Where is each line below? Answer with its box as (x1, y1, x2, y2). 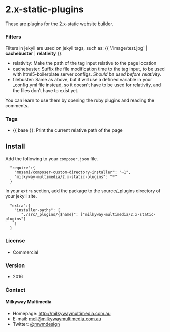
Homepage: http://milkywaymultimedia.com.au (12, 311, 111, 317)
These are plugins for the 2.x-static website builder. (5, 20, 114, 27)
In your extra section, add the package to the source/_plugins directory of (5, 188, 161, 194)
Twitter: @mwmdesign (12, 321, 60, 327)
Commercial (12, 249, 38, 255)
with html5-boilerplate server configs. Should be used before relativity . (12, 71, 162, 77)
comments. (5, 103, 29, 109)
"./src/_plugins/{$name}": (21, 212, 79, 217)
